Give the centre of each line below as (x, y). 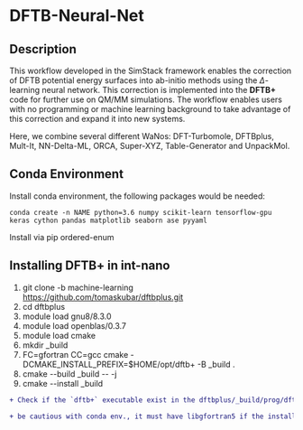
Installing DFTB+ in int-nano (90, 266)
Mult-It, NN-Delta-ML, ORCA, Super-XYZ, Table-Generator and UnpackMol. (150, 146)
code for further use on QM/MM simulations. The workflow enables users (146, 99)
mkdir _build (45, 345)
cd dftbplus (44, 306)
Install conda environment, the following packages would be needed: (138, 196)
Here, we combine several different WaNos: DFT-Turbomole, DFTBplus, (142, 136)
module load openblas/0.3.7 (74, 325)
